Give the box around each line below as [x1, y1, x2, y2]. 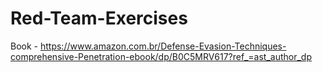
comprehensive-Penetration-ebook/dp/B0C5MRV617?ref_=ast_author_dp [10, 50, 312, 62]
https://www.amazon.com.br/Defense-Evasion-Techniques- [39, 40, 287, 52]
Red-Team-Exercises [10, 7, 188, 30]
